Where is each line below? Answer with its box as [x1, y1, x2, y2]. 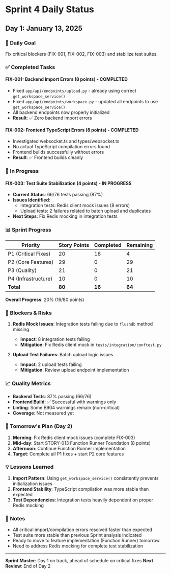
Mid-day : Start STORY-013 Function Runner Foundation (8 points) [12, 440, 151, 446]
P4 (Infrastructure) [8, 275, 53, 282]
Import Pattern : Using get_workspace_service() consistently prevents [12, 475, 159, 481]
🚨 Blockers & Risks [5, 309, 52, 316]
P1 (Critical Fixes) [8, 250, 51, 257]
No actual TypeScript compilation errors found [12, 144, 110, 150]
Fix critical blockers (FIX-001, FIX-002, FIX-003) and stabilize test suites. [5, 51, 158, 57]
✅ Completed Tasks [5, 63, 55, 71]
